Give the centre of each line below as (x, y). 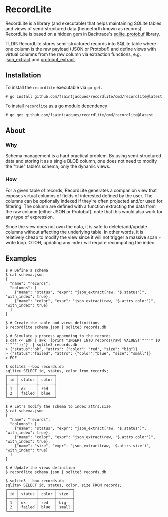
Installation (23, 76)
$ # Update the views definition (40, 468)
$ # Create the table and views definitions (52, 323)
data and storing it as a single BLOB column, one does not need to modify (81, 161)
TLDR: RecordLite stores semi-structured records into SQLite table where (81, 43)
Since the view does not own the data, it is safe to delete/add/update (76, 226)
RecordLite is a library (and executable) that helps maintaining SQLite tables (83, 23)
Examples (21, 259)
